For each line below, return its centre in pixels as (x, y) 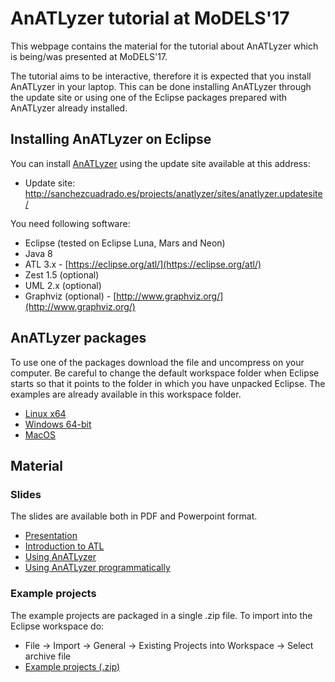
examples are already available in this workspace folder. (126, 394)
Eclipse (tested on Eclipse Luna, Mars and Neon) (125, 243)
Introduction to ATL (64, 546)
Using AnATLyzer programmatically (97, 568)
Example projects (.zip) (72, 666)
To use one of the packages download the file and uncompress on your (157, 362)
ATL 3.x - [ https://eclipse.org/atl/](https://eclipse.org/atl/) (143, 264)
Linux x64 (45, 413)
